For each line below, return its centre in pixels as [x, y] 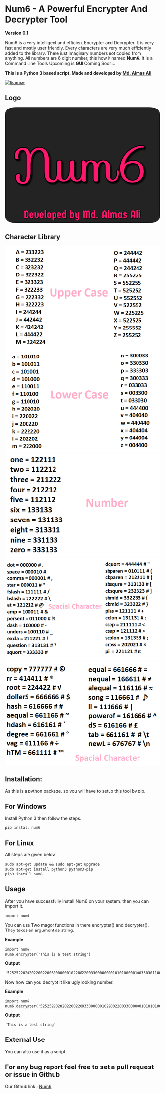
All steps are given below [30, 855]
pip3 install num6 [24, 874]
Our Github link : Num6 [28, 1087]
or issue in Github [33, 1075]
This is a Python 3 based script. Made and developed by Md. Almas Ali [78, 73]
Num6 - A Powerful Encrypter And [76, 9]
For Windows [26, 806]
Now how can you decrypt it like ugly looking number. [59, 982]
